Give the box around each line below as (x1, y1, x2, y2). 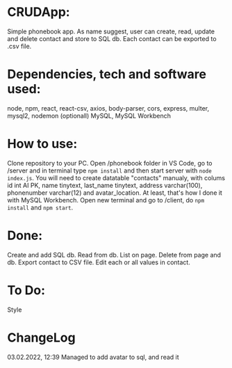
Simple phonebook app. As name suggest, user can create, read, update (7, 27, 215, 35)
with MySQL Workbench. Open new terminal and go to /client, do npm (7, 195, 205, 204)
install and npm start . (7, 203, 74, 211)
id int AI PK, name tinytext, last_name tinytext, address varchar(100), (7, 181, 203, 189)
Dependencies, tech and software (7, 67, 207, 82)
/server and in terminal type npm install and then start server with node (7, 166, 212, 175)
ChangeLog (7, 330, 76, 345)
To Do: (7, 282, 46, 298)
